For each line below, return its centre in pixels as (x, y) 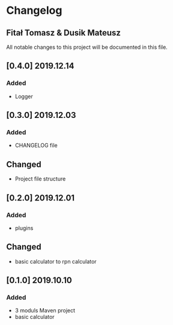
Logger (24, 96)
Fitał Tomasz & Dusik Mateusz (64, 33)
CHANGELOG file (36, 146)
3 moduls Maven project (45, 311)
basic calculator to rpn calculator (56, 261)
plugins (24, 228)
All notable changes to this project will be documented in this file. (87, 47)
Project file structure (40, 179)
